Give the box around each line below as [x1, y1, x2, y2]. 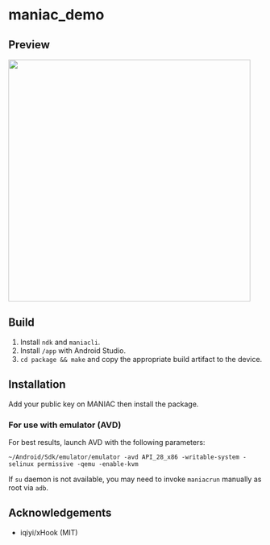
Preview [8, 38, 51, 52]
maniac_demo [8, 6, 105, 24]
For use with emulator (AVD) [8, 419, 122, 431]
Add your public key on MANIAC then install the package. [8, 399, 199, 409]
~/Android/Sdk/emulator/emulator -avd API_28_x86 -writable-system [8, 453, 240, 461]
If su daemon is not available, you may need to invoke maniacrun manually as [8, 474, 262, 484]
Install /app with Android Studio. [19, 345, 127, 356]
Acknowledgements [8, 506, 112, 520]
